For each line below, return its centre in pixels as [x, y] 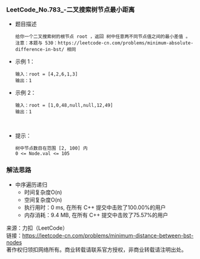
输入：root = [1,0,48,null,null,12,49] [64, 105]
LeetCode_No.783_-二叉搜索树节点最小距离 [71, 9]
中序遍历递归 [31, 184]
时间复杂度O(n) [43, 192]
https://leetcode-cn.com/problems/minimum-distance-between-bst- [108, 235]
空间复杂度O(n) [43, 199]
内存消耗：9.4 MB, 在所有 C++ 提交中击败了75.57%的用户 [96, 215]
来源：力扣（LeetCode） [37, 228]
